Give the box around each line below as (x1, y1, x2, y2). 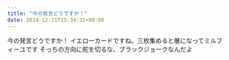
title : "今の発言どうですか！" (7, 10, 88, 17)
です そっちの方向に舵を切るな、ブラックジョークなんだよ (25, 45, 193, 53)
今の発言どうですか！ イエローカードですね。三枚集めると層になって (7, 36, 205, 45)
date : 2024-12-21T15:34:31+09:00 (7, 17, 105, 23)
